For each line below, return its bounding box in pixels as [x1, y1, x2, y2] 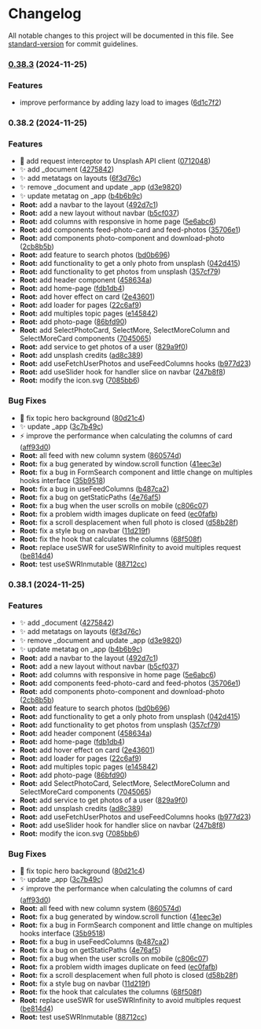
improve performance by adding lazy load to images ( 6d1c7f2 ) [19, 98, 222, 107]
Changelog [8, 5, 82, 23]
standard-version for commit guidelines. [8, 39, 138, 48]
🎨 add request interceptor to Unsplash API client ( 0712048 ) [19, 157, 211, 166]
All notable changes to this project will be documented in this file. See [8, 31, 234, 40]
